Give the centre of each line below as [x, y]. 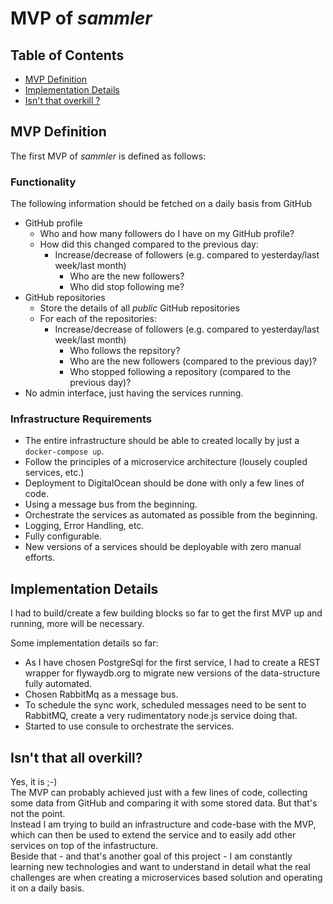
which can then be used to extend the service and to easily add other [153, 835]
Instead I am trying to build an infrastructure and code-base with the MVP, [163, 824]
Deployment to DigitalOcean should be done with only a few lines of [164, 483]
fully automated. [58, 684]
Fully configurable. [63, 536]
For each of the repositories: [98, 319]
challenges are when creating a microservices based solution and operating [166, 878]
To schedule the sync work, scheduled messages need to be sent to [165, 705]
